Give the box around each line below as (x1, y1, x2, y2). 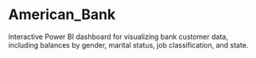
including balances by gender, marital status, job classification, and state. (8, 40, 249, 49)
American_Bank (8, 6, 116, 24)
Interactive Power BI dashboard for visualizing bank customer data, (8, 32, 228, 41)
